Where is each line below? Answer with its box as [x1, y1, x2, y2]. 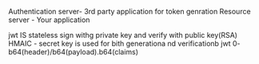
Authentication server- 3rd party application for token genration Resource [8, 7, 251, 16]
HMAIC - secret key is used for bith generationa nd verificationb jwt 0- [8, 39, 241, 48]
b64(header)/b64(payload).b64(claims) [8, 47, 138, 56]
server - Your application [8, 15, 90, 24]
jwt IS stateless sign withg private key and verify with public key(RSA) [8, 31, 238, 40]
